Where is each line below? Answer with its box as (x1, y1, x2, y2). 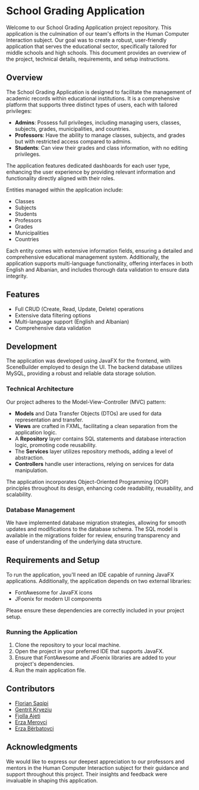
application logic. (14, 429, 57, 436)
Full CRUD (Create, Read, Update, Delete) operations (14, 305, 144, 313)
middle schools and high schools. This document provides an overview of (6, 49, 187, 56)
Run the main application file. (14, 667, 86, 674)
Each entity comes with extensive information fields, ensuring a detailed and (6, 247, 193, 254)
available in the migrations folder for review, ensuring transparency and (6, 531, 181, 539)
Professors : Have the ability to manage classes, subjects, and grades (14, 131, 185, 139)
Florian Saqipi (14, 700, 49, 707)
